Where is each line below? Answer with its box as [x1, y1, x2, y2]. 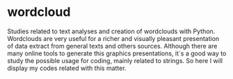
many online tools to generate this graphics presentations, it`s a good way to [7, 49, 227, 58]
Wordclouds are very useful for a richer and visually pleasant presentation [7, 34, 220, 42]
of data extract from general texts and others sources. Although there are [7, 42, 218, 50]
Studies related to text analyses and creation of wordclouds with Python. [7, 27, 216, 35]
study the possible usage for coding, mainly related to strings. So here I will [7, 56, 223, 64]
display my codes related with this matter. [7, 64, 127, 72]
